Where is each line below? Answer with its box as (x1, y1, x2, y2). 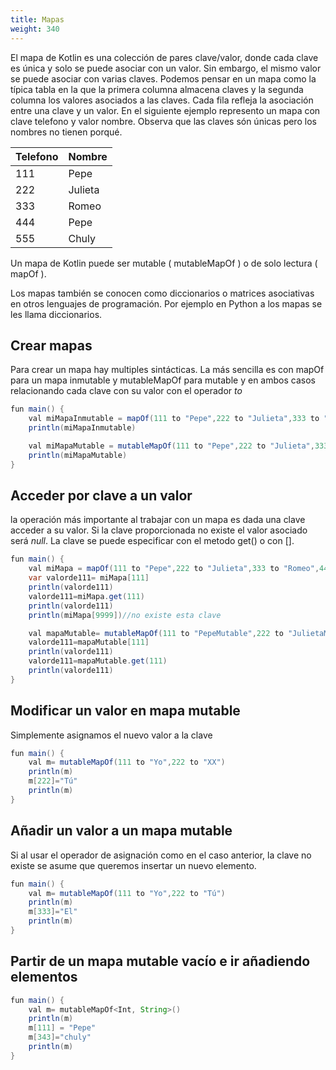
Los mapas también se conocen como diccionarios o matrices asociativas (10, 287, 315, 299)
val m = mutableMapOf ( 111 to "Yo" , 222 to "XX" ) (28, 757, 226, 768)
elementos (10, 969, 78, 986)
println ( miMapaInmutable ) (28, 423, 137, 433)
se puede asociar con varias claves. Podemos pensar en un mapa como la (10, 72, 317, 85)
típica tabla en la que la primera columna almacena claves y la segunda (10, 83, 304, 95)
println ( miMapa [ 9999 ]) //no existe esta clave (28, 610, 222, 620)
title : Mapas (10, 14, 65, 25)
